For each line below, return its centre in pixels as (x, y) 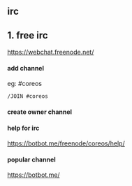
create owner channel (39, 112)
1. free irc (28, 35)
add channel (25, 68)
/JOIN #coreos (28, 96)
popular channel (31, 159)
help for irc (23, 128)
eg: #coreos (24, 84)
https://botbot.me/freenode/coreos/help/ (66, 143)
